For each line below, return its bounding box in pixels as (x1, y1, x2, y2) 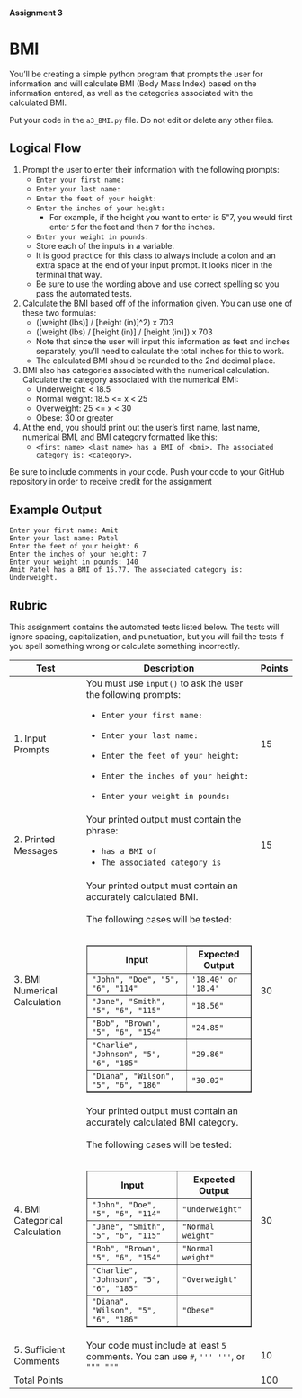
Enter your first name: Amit (9, 526, 119, 535)
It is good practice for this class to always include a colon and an (35, 250, 276, 261)
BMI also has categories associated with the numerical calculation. (22, 365, 270, 376)
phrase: (85, 824, 119, 836)
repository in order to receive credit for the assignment (9, 476, 213, 487)
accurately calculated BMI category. (85, 1116, 239, 1128)
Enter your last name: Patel (9, 534, 119, 543)
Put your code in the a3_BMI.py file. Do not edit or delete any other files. (9, 114, 274, 125)
